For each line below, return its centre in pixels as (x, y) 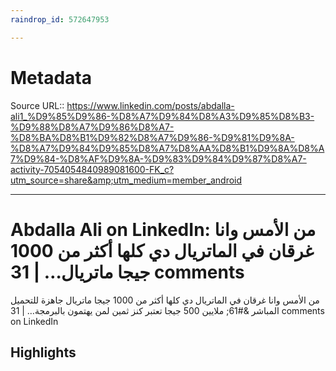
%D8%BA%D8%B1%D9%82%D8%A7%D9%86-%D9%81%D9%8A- (152, 137)
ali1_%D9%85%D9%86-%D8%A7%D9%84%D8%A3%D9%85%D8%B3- (162, 116)
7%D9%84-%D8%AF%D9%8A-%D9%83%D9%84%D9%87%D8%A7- (158, 158)
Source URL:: (37, 105)
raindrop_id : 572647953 (60, 19)
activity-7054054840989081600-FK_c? (92, 169)
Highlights (43, 352)
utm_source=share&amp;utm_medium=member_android (126, 180)
